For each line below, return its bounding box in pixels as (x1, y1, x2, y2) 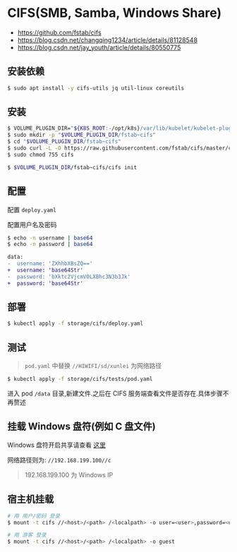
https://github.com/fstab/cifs (17, 28, 102, 37)
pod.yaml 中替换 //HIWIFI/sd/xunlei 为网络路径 (24, 362, 162, 370)
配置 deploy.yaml (7, 205, 56, 214)
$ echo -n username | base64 (7, 234, 93, 241)
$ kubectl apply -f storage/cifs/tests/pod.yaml (7, 376, 153, 383)
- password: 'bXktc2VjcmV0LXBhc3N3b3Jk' (7, 273, 131, 280)
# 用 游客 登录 (7, 532, 47, 539)
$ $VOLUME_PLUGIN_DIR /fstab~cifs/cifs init (7, 164, 138, 171)
